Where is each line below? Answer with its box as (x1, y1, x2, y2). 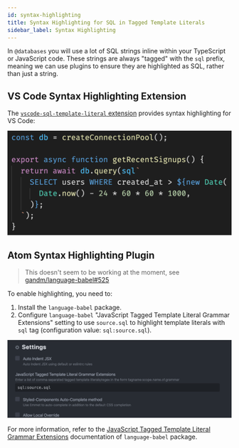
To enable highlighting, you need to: (7, 289, 112, 298)
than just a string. (7, 70, 58, 78)
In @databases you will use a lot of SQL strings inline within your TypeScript (7, 47, 226, 55)
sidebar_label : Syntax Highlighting (7, 26, 116, 33)
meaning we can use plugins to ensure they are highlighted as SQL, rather (7, 62, 225, 70)
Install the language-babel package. (17, 303, 122, 312)
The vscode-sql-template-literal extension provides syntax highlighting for (7, 109, 231, 117)
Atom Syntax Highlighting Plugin (7, 249, 155, 261)
